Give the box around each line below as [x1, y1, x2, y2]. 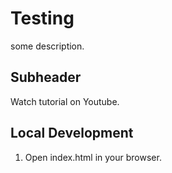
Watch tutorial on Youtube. [10, 95, 120, 107]
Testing [10, 7, 75, 30]
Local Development [10, 125, 134, 142]
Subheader [10, 69, 82, 86]
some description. [10, 40, 85, 52]
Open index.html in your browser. [24, 151, 162, 163]
